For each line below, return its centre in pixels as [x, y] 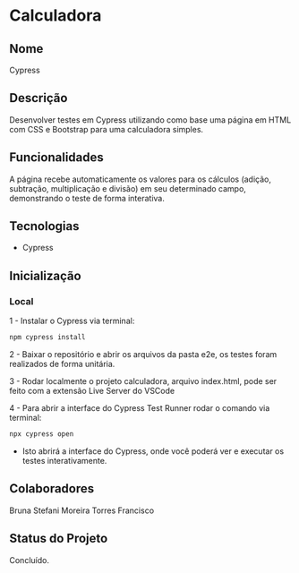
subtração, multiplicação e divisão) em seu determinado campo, [128, 188]
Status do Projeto [59, 539]
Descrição [38, 98]
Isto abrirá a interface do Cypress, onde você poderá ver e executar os [153, 451]
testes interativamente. [64, 460]
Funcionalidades [57, 158]
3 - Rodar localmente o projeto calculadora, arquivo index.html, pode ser [143, 381]
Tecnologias [44, 226]
